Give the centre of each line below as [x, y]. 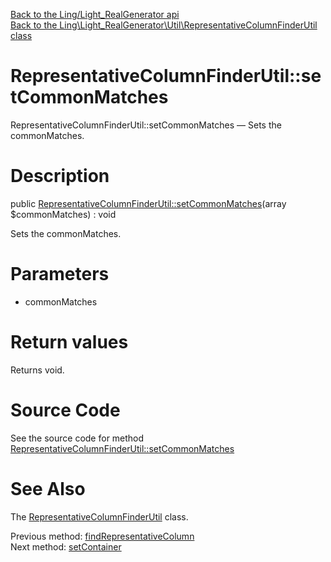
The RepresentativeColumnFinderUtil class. [99, 516]
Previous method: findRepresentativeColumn [102, 536]
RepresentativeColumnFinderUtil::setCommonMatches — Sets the [146, 125]
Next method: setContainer [66, 546]
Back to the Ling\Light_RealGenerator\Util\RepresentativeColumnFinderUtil [164, 25]
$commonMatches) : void [63, 214]
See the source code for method [77, 438]
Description [60, 176]
